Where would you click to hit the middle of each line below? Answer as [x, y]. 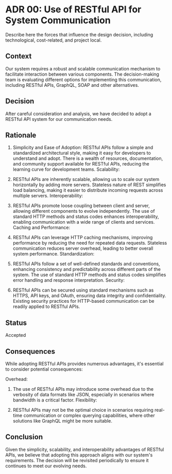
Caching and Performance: [41, 228]
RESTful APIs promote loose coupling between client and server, [81, 206]
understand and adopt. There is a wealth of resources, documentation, [88, 158]
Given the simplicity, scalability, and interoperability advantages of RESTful [85, 449]
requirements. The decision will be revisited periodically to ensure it [77, 460]
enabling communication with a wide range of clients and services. [84, 222]
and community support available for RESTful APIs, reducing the [81, 164]
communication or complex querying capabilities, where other [89, 415]
